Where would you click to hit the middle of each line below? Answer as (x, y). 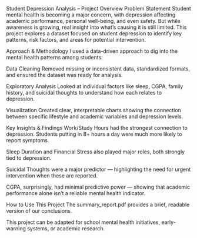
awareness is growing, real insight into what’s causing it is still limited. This (96, 27)
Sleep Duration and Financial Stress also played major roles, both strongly (96, 152)
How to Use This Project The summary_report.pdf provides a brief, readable (98, 205)
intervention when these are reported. (52, 175)
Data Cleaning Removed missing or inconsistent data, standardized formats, (98, 69)
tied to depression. (29, 158)
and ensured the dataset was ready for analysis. (64, 75)
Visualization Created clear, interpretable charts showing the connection (94, 110)
